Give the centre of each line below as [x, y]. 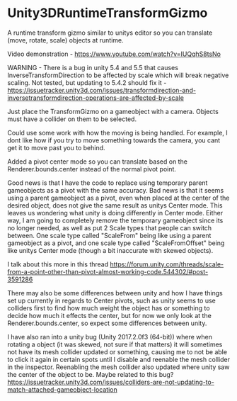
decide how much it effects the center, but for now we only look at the [110, 315]
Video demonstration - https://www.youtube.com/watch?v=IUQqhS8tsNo [114, 54]
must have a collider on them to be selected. [72, 119]
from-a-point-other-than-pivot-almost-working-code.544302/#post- [108, 271]
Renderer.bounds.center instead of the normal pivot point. [92, 169]
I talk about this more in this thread [58, 264]
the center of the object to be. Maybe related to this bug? [91, 374]
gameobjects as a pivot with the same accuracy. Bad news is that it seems [116, 190]
